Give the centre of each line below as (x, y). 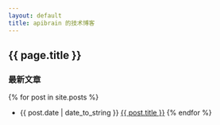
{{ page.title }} (45, 55)
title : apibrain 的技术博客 (52, 23)
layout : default (35, 16)
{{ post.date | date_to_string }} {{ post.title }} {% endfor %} (116, 113)
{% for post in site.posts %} (54, 97)
